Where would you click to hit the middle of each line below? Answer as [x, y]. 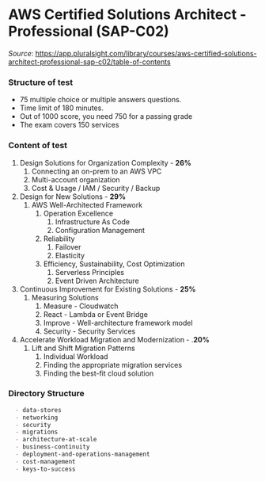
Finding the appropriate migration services [113, 365]
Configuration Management [100, 230]
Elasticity [70, 255]
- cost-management [46, 461]
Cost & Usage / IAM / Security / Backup [96, 188]
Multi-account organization [76, 179]
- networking [37, 418]
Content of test [38, 146]
